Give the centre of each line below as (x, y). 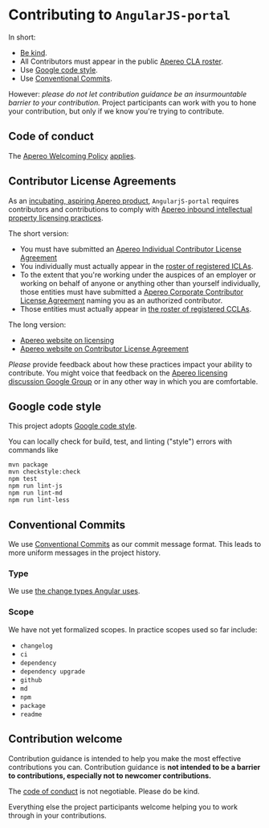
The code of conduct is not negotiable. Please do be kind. (104, 791)
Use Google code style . (59, 69)
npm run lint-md (35, 493)
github (31, 680)
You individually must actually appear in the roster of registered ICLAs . (137, 266)
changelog (37, 646)
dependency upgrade (53, 671)
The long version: (37, 325)
